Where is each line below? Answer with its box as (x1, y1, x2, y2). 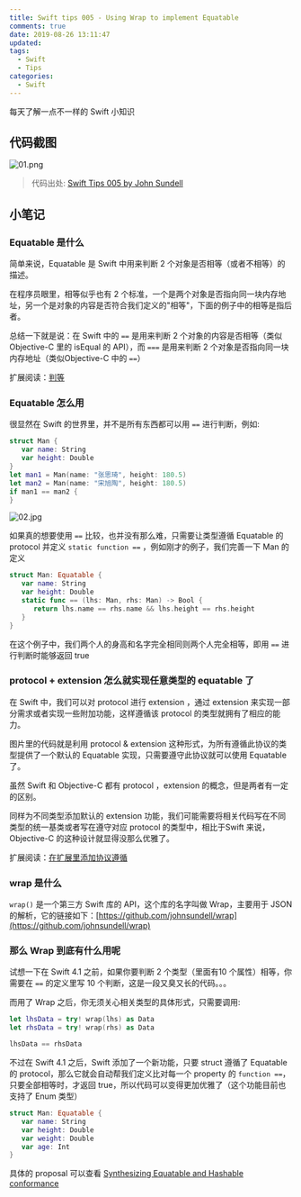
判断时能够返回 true (16, 649, 90, 660)
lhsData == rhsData (9, 1039, 83, 1049)
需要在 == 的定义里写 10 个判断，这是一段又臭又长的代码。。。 (9, 978, 232, 989)
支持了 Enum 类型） (9, 1091, 83, 1102)
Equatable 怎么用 (9, 397, 84, 410)
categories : (9, 72, 54, 81)
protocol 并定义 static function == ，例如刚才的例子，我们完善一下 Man (9, 541, 280, 552)
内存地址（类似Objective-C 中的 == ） (9, 353, 146, 364)
